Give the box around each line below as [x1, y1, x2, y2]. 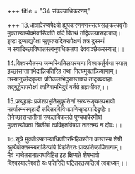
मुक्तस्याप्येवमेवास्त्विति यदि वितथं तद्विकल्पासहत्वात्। [7, 29, 122, 37]
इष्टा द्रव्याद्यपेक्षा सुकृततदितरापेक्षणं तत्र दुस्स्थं [7, 37, 105, 45]
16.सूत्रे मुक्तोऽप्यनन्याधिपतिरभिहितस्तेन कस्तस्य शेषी [7, 135, 122, 143]
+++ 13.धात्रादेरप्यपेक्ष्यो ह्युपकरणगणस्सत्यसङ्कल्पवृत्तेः [7, 21, 128, 29]
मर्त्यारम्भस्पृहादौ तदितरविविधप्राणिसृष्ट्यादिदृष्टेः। [7, 105, 111, 113]
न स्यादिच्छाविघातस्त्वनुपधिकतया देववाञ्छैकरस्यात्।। [7, 45, 125, 53]
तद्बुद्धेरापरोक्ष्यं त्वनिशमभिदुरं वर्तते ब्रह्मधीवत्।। [7, 83, 110, 91]
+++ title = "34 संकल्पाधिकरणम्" [7, 7, 90, 15]
